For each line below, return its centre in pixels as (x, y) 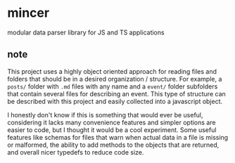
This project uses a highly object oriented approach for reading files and (112, 71)
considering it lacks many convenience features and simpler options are (112, 122)
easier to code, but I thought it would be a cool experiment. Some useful (112, 130)
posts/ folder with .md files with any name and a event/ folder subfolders (113, 86)
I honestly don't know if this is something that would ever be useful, (105, 115)
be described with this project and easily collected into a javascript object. (115, 101)
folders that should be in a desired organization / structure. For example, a (115, 79)
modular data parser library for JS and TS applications (86, 32)
